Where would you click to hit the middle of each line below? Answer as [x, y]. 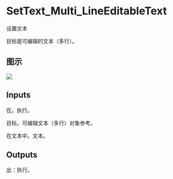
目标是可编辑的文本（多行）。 [42, 41]
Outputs [22, 155]
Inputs [19, 95]
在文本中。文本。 [27, 135]
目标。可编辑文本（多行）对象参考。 [51, 123]
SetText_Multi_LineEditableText [86, 11]
